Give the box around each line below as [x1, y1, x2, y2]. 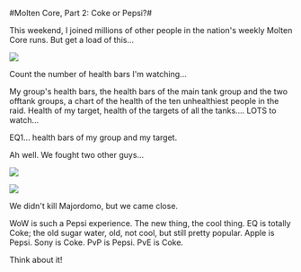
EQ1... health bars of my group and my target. [9, 132, 178, 143]
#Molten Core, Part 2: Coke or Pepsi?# [9, 8, 153, 18]
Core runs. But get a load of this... [9, 35, 135, 45]
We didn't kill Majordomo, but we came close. [9, 201, 178, 211]
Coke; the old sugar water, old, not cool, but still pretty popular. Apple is [9, 228, 275, 238]
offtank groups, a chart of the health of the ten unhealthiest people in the [9, 96, 279, 106]
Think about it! [9, 255, 63, 265]
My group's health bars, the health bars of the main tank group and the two [9, 86, 288, 97]
